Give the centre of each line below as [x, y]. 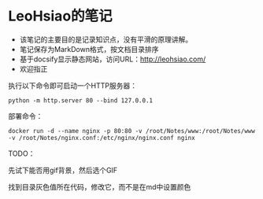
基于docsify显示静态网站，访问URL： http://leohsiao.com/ [113, 59]
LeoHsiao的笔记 [60, 16]
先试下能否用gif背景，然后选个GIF [63, 170]
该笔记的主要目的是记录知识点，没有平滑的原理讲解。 [106, 39]
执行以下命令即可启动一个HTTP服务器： [73, 85]
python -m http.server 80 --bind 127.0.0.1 [81, 100]
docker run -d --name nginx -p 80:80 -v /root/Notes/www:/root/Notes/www [132, 131]
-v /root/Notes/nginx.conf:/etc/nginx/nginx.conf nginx [102, 138]
